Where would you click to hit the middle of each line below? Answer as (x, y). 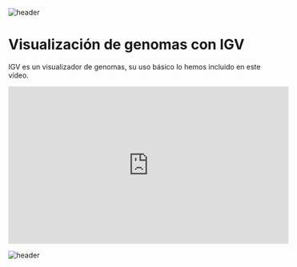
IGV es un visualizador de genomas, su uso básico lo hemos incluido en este (134, 66)
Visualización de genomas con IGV (126, 45)
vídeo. (19, 75)
